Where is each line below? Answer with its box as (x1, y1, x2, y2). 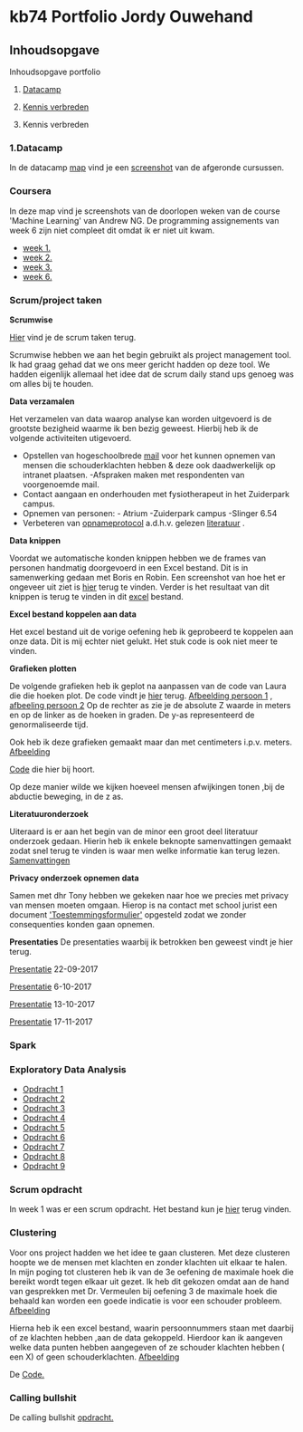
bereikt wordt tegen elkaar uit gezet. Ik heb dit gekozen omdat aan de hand (9, 1275, 289, 1287)
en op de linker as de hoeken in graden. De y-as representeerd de (9, 709, 255, 720)
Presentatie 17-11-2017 (9, 1016, 93, 1027)
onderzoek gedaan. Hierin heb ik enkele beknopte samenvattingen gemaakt (9, 835, 292, 846)
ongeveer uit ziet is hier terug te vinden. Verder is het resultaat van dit (9, 581, 270, 592)
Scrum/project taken (9, 293, 102, 306)
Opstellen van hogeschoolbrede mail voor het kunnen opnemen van (22, 450, 276, 461)
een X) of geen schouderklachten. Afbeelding (9, 1351, 180, 1362)
